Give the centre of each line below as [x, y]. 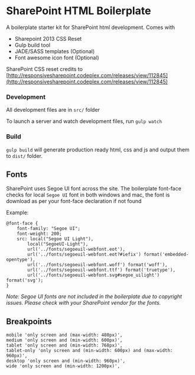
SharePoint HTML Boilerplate [79, 11]
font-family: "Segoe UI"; [49, 229]
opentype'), [21, 260]
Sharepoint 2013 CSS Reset [48, 38]
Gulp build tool [32, 45]
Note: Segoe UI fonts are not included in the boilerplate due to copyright [94, 296]
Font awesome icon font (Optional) [57, 57]
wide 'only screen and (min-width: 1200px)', [63, 366]
